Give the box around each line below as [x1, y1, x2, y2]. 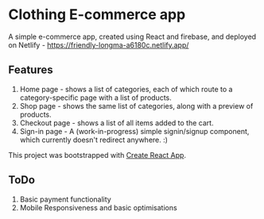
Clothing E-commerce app [8, 6, 186, 24]
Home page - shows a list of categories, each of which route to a [19, 84, 233, 94]
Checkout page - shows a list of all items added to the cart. [19, 117, 214, 128]
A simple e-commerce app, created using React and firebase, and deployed [8, 32, 257, 41]
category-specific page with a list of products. [19, 93, 173, 102]
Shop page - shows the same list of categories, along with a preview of [19, 101, 254, 110]
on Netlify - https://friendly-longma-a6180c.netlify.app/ [8, 40, 189, 49]
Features [8, 63, 53, 77]
